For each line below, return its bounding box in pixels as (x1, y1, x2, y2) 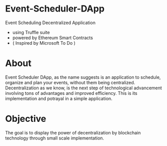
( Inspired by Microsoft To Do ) (12, 40, 76, 46)
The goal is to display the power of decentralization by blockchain (5, 129, 141, 135)
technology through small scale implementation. (5, 135, 104, 141)
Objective (5, 113, 46, 124)
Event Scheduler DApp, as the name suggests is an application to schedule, (5, 74, 161, 80)
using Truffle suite (12, 29, 50, 35)
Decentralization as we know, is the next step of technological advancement (5, 85, 162, 91)
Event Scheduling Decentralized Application (5, 20, 96, 26)
